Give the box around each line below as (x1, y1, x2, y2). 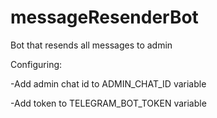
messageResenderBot (10, 6, 199, 29)
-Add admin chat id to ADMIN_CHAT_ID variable (10, 77, 207, 90)
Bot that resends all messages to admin (10, 39, 173, 51)
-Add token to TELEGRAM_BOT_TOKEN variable (10, 97, 207, 109)
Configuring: (10, 58, 63, 70)
